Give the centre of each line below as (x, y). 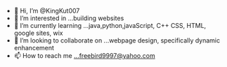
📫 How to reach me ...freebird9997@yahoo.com (85, 55)
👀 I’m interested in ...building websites (69, 18)
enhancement (34, 48)
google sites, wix (38, 33)
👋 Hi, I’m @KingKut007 (47, 11)
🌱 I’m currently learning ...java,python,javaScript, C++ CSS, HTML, (110, 25)
